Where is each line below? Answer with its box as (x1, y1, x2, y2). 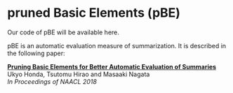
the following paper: (7, 49, 65, 57)
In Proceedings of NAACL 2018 (7, 77, 97, 85)
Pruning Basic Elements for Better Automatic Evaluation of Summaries (7, 62, 216, 71)
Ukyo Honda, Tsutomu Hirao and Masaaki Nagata (7, 70, 150, 78)
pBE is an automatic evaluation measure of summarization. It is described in (7, 41, 227, 50)
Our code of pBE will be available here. (7, 28, 119, 36)
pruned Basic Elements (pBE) (7, 5, 181, 21)
